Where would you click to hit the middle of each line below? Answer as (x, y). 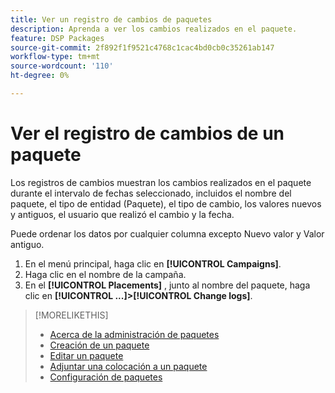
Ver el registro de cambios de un (147, 133)
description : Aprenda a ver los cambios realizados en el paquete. (154, 29)
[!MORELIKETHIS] (71, 315)
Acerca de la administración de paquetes (134, 334)
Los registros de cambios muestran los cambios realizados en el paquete (161, 182)
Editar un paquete (86, 355)
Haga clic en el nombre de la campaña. (105, 274)
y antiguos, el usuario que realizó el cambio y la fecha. (122, 214)
